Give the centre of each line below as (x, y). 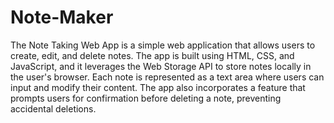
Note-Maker (62, 17)
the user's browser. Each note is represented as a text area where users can (167, 77)
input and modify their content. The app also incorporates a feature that (158, 87)
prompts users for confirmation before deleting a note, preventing (146, 98)
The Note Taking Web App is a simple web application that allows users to (163, 45)
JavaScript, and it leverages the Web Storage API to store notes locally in (161, 66)
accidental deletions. (53, 108)
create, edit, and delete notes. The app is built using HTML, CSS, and (152, 55)
